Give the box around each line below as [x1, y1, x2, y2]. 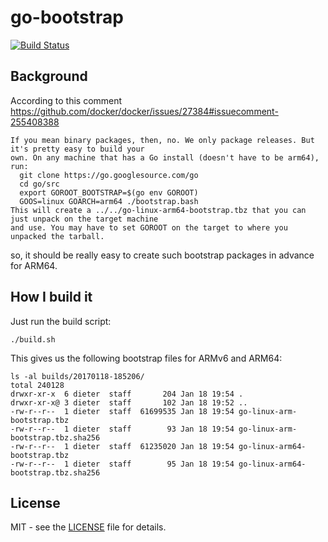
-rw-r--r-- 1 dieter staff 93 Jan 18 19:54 [10, 424, 235, 434]
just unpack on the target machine [10, 214, 159, 224]
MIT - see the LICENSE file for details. [10, 521, 167, 533]
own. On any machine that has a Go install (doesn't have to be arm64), [10, 152, 320, 163]
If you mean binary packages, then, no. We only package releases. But [10, 135, 315, 145]
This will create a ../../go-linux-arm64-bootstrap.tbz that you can [10, 205, 307, 215]
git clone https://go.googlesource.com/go [19, 170, 199, 180]
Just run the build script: [10, 315, 112, 327]
